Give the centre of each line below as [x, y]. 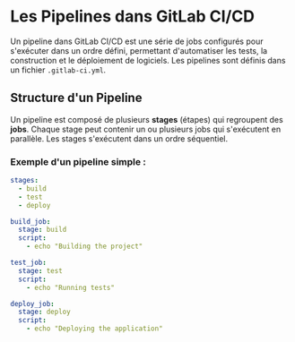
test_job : [29, 263]
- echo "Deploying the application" [95, 329]
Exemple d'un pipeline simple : [78, 161]
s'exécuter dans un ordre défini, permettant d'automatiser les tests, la [139, 50]
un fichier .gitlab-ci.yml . [58, 70]
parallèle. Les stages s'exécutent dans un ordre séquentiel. [119, 138]
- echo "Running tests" [71, 287]
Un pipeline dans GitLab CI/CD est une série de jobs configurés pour [137, 41]
